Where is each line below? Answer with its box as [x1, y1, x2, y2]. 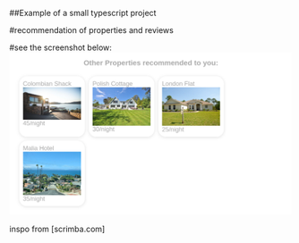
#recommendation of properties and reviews [9, 25, 175, 35]
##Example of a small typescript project [9, 8, 157, 18]
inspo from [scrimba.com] [9, 223, 106, 234]
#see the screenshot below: [9, 42, 112, 53]
